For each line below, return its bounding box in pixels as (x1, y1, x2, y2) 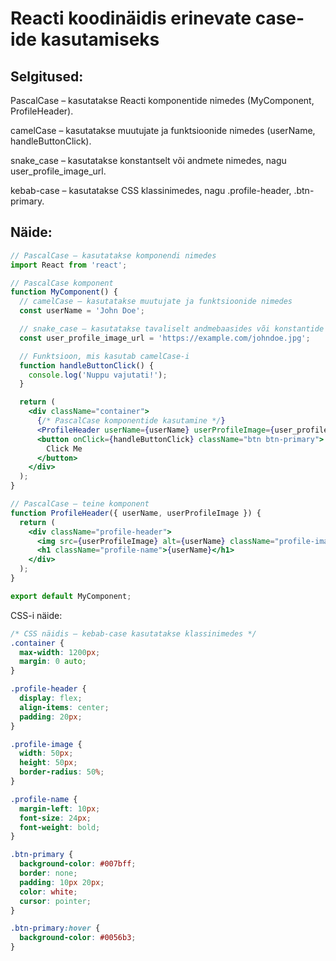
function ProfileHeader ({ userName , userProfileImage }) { (10, 508, 262, 518)
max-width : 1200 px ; (19, 647, 101, 657)
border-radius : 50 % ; (19, 767, 105, 777)
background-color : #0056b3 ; (19, 933, 137, 943)
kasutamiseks (40, 28, 160, 51)
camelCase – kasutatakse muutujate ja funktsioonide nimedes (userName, (10, 125, 316, 136)
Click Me (46, 443, 83, 454)
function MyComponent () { (10, 287, 118, 297)
